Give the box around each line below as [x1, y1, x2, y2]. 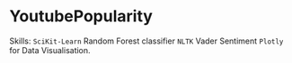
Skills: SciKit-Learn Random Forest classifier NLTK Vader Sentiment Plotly [9, 35, 284, 46]
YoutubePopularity [9, 6, 153, 27]
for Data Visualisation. [9, 44, 92, 55]
